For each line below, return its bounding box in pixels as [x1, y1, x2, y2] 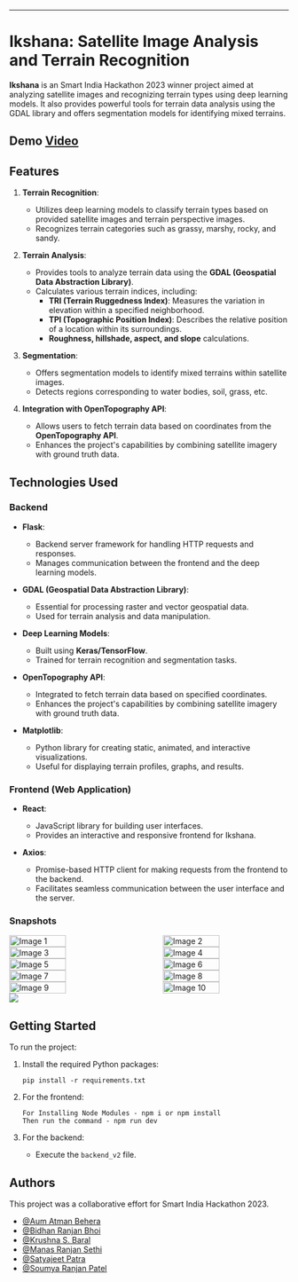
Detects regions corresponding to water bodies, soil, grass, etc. [35, 387, 268, 397]
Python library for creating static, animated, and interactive [35, 742, 251, 752]
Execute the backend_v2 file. [35, 1150, 137, 1160]
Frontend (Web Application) [9, 783, 131, 795]
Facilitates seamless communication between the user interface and [35, 884, 286, 894]
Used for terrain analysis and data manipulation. [35, 610, 211, 621]
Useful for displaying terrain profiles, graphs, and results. [35, 760, 244, 772]
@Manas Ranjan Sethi [21, 1244, 103, 1255]
